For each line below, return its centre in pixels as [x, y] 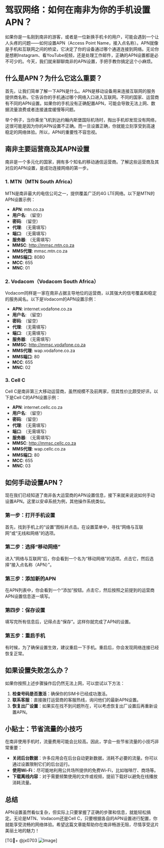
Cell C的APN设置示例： [37, 398]
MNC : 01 [21, 268]
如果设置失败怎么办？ [37, 670]
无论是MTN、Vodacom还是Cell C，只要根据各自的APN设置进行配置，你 [85, 819]
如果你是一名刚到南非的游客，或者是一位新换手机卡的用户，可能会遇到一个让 [82, 37]
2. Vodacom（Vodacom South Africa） [52, 281]
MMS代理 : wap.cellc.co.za [39, 449]
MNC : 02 [21, 368]
